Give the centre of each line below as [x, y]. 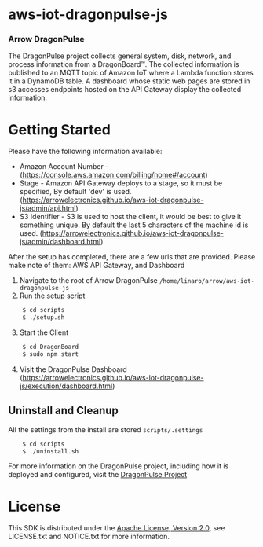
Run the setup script [52, 296]
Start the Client [44, 332]
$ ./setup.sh [44, 318]
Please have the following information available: [85, 152]
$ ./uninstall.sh [51, 451]
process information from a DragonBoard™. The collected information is [124, 64]
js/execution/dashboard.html [66, 386]
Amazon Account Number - [64, 167]
